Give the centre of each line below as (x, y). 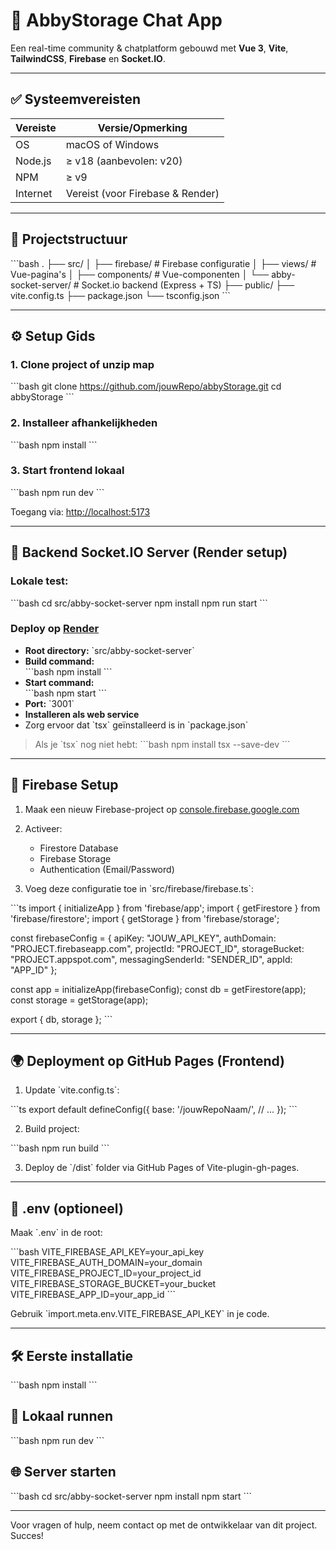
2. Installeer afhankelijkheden (84, 423)
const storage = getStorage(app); (79, 1000)
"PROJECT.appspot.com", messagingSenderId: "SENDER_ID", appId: (151, 959)
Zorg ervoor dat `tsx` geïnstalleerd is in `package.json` (136, 725)
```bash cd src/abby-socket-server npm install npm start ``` (131, 1496)
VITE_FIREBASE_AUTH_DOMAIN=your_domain (106, 1263)
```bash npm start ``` (66, 693)
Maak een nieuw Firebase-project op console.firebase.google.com (162, 809)
